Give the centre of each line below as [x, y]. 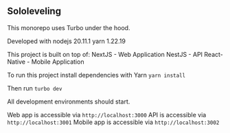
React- [214, 54]
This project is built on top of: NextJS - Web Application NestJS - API [105, 54]
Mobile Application [58, 62]
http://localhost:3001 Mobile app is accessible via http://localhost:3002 [113, 122]
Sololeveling [34, 11]
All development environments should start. [69, 101]
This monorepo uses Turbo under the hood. [69, 27]
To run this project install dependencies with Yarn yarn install [96, 75]
